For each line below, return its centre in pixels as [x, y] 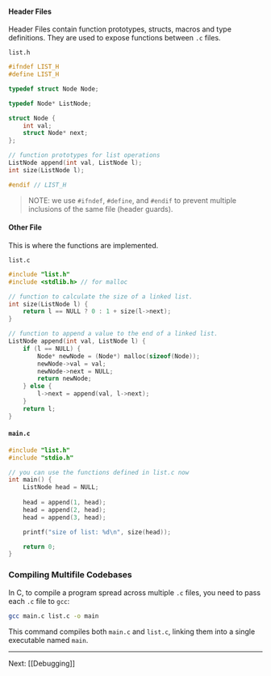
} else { [38, 387]
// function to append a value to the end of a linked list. [113, 334]
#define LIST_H [34, 74]
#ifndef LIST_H [34, 67]
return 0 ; [40, 547]
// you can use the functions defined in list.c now [99, 472]
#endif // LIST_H [38, 185]
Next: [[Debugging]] [42, 663]
